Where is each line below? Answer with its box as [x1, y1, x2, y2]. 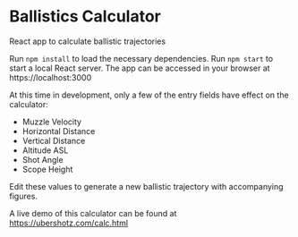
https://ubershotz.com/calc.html [9, 217, 128, 228]
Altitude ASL [21, 145, 69, 156]
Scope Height [21, 164, 73, 174]
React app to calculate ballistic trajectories [9, 36, 166, 47]
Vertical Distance [21, 135, 86, 146]
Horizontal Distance [21, 125, 96, 136]
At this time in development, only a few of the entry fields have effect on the [9, 89, 289, 100]
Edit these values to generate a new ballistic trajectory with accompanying [9, 181, 284, 191]
